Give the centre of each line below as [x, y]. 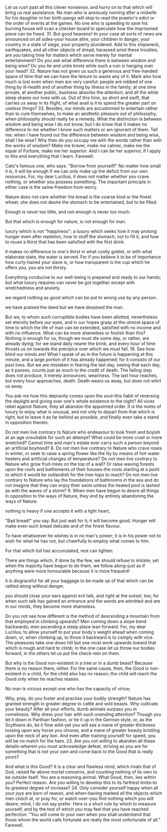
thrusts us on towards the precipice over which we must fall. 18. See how [80, 349]
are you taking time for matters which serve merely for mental [69, 55]
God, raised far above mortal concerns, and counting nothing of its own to [81, 772]
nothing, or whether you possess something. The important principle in [78, 182]
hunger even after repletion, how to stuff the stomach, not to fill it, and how [82, 237]
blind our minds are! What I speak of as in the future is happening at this [79, 354]
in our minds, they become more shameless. [51, 606]
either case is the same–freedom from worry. [52, 187]
